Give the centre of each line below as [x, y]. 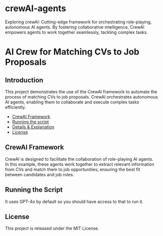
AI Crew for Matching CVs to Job [72, 52]
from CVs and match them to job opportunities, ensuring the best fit [73, 169]
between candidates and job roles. [40, 174]
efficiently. [16, 107]
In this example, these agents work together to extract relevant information [80, 164]
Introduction [24, 80]
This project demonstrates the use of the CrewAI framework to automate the [81, 92]
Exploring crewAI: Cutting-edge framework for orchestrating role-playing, [78, 22]
